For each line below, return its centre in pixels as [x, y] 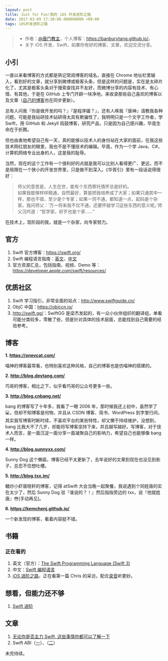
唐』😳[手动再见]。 [24, 498]
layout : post [19, 10]
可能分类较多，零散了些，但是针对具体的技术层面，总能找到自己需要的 [85, 319]
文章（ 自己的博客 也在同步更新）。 [43, 100]
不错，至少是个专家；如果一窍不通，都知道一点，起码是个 [94, 199]
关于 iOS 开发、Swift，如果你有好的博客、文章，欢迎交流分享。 [90, 45]
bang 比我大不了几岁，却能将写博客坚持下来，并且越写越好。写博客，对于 [81, 426]
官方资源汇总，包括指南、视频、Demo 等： [56, 265]
